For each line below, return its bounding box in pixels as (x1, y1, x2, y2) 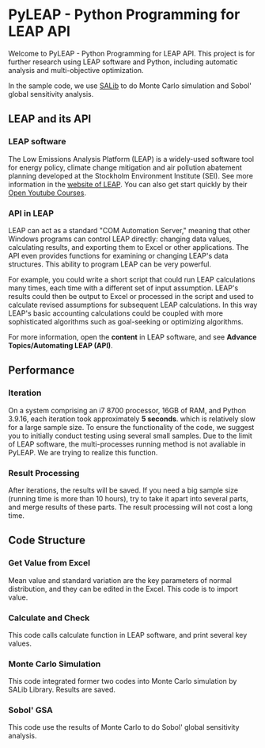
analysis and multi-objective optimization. (8, 65, 144, 75)
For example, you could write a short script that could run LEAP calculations (8, 274, 256, 284)
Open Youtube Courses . (8, 188, 87, 198)
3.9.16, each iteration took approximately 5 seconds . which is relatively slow (8, 414, 256, 424)
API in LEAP (8, 208, 54, 219)
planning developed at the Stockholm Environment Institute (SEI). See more (8, 171, 253, 180)
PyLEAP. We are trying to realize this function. (8, 447, 158, 457)
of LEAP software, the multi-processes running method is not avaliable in (8, 439, 247, 449)
